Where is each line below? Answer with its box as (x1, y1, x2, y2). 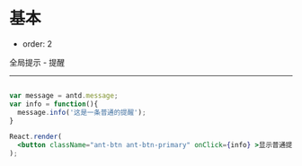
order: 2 (22, 38, 52, 49)
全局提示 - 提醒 (9, 57, 66, 67)
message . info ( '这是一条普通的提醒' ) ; (17, 108, 147, 117)
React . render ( (9, 132, 63, 142)
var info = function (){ (9, 100, 99, 109)
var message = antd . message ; (9, 91, 119, 100)
